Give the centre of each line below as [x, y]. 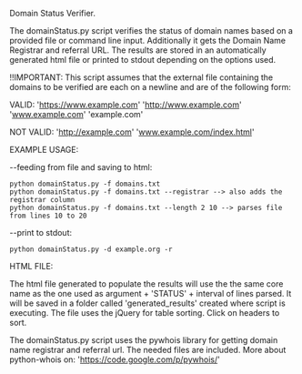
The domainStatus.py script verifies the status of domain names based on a [151, 30]
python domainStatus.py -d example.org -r [91, 249]
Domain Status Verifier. [52, 13]
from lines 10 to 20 [49, 216]
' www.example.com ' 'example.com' [76, 114]
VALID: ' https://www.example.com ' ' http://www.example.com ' [126, 105]
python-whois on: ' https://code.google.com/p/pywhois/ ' [115, 359]
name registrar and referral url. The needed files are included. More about [148, 350]
